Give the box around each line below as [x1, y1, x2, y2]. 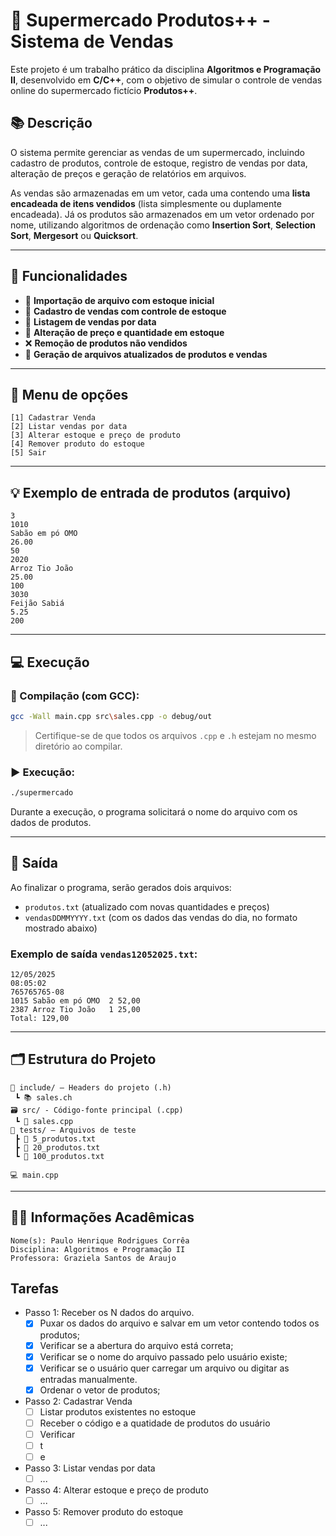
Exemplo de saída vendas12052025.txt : [10, 947, 198, 961]
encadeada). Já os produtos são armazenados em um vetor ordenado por [10, 208, 315, 220]
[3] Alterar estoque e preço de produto [10, 430, 182, 441]
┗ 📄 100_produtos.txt [14, 1151, 105, 1161]
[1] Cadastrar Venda [10, 413, 97, 423]
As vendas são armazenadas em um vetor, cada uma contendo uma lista [10, 187, 311, 199]
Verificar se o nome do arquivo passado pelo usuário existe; [39, 1350, 288, 1363]
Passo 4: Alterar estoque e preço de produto [24, 1484, 209, 1496]
